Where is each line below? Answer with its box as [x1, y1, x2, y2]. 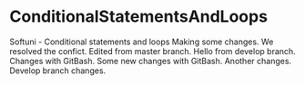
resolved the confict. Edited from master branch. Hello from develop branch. [9, 45, 296, 56]
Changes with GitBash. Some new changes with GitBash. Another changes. [9, 55, 292, 66]
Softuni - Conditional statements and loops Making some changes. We [9, 36, 274, 47]
